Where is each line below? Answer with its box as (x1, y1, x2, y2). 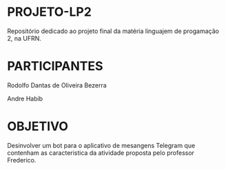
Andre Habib (7, 94, 43, 103)
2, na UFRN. (7, 34, 41, 42)
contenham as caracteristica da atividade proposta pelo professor (7, 149, 195, 157)
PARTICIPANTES (7, 59, 103, 74)
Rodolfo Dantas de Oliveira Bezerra (7, 81, 107, 89)
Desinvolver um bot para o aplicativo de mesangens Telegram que (7, 141, 196, 149)
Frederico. (7, 156, 37, 164)
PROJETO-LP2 (7, 4, 92, 20)
